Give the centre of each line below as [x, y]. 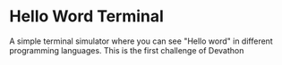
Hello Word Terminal [86, 16]
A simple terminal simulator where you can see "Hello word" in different [141, 41]
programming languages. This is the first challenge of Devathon [127, 50]
